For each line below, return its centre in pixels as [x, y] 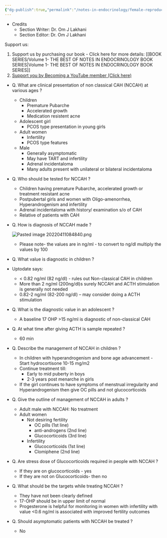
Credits [19, 24]
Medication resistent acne [53, 116]
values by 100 [33, 249]
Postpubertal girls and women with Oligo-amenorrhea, [75, 199]
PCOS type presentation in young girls [66, 126]
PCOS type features [47, 142]
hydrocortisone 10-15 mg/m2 [60, 363]
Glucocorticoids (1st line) [60, 446]
